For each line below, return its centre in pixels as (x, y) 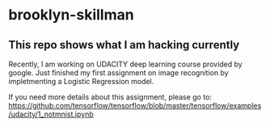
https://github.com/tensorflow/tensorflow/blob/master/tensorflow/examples (135, 106)
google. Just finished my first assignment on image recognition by (118, 73)
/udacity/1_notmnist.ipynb (51, 114)
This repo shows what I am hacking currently (124, 45)
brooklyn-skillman (72, 15)
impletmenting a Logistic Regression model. (81, 81)
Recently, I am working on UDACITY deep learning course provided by (125, 64)
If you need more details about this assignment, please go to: (110, 97)
